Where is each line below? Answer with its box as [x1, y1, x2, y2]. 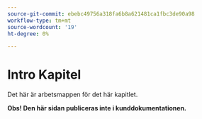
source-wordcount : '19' [7, 23, 78, 30]
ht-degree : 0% [7, 30, 50, 38]
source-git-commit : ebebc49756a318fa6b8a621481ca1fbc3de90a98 [7, 10, 195, 18]
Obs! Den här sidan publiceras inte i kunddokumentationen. [7, 104, 186, 113]
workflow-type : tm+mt [7, 17, 72, 24]
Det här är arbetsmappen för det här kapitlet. [7, 90, 138, 99]
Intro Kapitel [7, 67, 82, 83]
